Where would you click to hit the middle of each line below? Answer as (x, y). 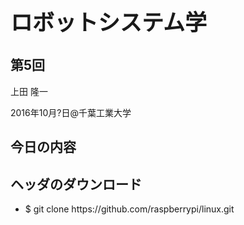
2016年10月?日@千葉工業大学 (71, 112)
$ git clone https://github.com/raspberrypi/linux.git (129, 209)
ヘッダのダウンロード (76, 184)
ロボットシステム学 (108, 22)
